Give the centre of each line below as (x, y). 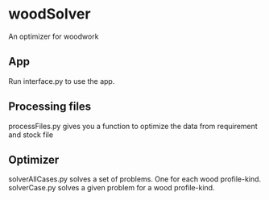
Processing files (50, 107)
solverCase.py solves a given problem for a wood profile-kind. (112, 188)
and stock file (31, 135)
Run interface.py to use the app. (62, 81)
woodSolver (50, 14)
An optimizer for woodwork (54, 36)
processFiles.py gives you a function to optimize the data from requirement (133, 126)
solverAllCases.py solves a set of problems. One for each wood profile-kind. (135, 179)
